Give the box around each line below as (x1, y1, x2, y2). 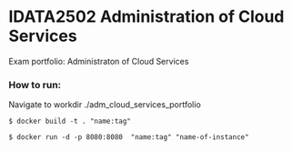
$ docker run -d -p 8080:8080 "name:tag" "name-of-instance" (8, 133, 249, 142)
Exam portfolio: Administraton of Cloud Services (8, 55, 189, 66)
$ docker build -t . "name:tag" (8, 116, 131, 126)
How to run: (8, 78, 62, 91)
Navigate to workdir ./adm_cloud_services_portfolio (8, 99, 201, 110)
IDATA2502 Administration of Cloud (8, 6, 285, 27)
